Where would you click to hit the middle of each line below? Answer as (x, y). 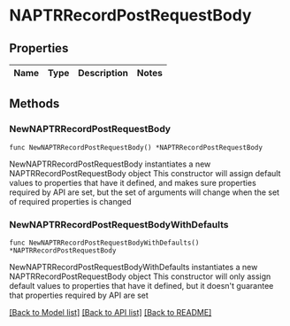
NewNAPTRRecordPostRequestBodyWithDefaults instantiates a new (134, 267)
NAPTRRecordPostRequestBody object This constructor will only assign (140, 276)
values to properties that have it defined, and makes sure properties (133, 182)
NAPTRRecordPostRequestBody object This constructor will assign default (145, 173)
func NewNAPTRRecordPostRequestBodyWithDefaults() (104, 243)
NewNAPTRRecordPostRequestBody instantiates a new (110, 164)
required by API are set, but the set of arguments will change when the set (145, 192)
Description (103, 73)
